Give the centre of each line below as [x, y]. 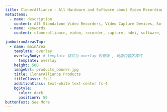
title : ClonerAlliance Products [47, 74]
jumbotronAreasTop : [25, 42]
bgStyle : [23, 88]
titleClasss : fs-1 [33, 79]
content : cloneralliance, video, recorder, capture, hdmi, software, [88, 33]
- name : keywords [28, 28]
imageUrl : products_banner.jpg [46, 70]
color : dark [31, 93]
